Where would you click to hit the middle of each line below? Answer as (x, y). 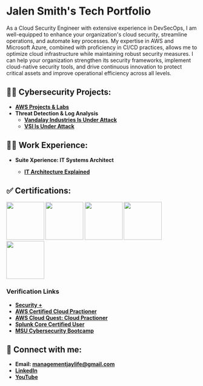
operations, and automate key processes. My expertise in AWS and (90, 41)
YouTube (26, 377)
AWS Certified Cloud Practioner (56, 311)
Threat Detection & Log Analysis (57, 113)
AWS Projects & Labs (42, 107)
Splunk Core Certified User (50, 324)
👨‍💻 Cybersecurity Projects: (59, 92)
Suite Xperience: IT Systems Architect (64, 160)
